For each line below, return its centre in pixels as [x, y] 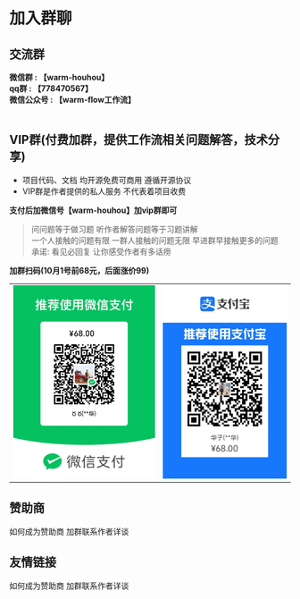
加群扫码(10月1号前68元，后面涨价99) [79, 270]
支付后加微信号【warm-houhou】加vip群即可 [93, 210]
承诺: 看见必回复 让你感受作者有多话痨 [101, 251]
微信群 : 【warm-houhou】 [59, 77]
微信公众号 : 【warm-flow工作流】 [73, 100]
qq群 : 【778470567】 [51, 89]
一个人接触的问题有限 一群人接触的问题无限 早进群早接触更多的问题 [154, 240]
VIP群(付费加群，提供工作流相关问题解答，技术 [139, 140]
